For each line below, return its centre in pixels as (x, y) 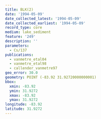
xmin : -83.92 (23, 86)
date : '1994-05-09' (25, 14)
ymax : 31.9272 (24, 100)
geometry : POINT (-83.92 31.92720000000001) (51, 77)
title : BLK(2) (19, 9)
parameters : (17, 46)
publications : (19, 55)
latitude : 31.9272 (24, 109)
